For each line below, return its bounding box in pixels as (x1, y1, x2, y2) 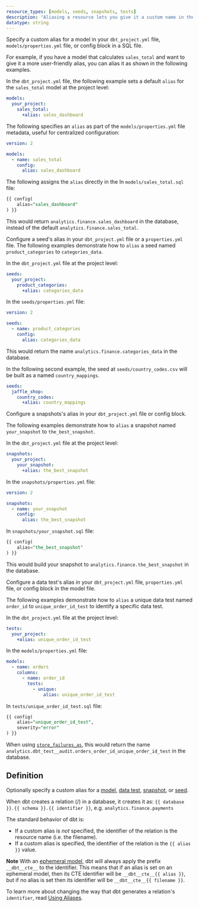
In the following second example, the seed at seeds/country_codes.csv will (6, 365, 188, 372)
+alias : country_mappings (21, 400, 86, 406)
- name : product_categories (11, 326, 81, 332)
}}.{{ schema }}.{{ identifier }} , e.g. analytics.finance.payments (6, 804, 174, 811)
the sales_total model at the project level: (6, 84, 110, 91)
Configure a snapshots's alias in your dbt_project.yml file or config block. (6, 410, 187, 417)
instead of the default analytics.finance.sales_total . (6, 224, 139, 231)
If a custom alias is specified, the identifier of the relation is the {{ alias (14, 840, 191, 847)
